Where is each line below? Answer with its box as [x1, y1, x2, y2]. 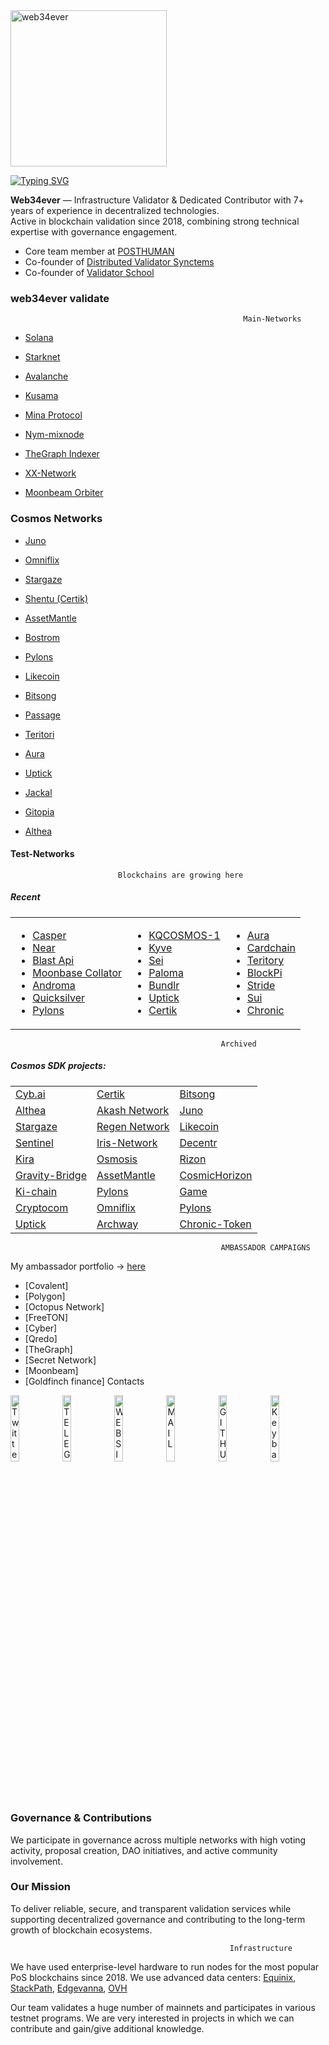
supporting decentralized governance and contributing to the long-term [10, 1913, 306, 1925]
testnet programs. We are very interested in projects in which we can [10, 2012, 295, 2024]
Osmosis [96, 1152, 138, 1166]
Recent [10, 891, 41, 903]
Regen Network [96, 1119, 170, 1133]
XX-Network [24, 467, 77, 479]
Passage [24, 709, 61, 721]
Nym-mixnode [24, 429, 85, 441]
